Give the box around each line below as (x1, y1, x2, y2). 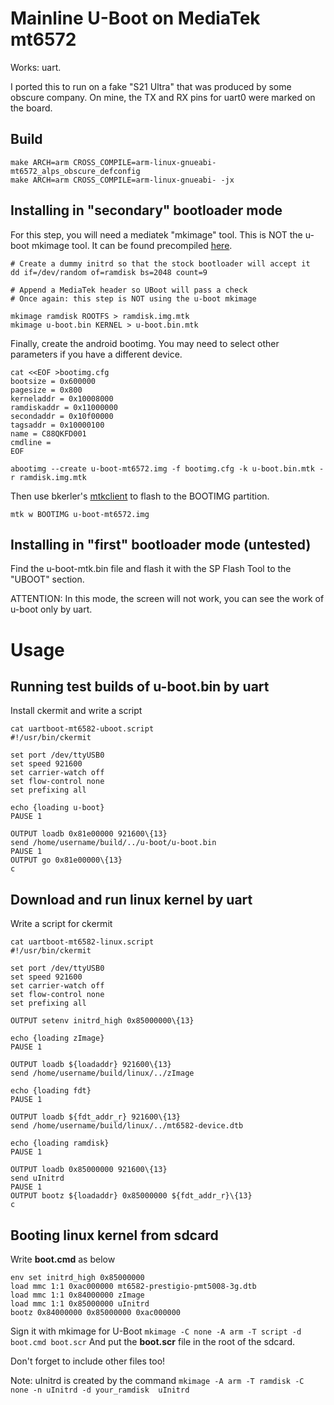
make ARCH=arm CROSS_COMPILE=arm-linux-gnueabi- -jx (10, 175, 235, 185)
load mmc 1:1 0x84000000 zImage (10, 1290, 145, 1300)
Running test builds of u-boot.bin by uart (10, 678, 270, 695)
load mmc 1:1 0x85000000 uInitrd (10, 1299, 150, 1309)
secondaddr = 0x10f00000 (10, 411, 114, 421)
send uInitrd (10, 1173, 65, 1184)
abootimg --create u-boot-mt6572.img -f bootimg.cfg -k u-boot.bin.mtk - (10, 463, 325, 474)
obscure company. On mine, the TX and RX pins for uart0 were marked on (10, 91, 316, 103)
